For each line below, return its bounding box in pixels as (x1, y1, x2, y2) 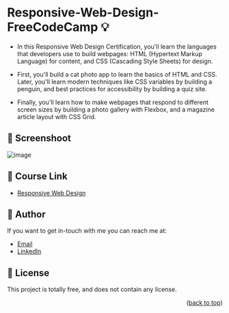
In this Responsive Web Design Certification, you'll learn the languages (16, 42, 217, 51)
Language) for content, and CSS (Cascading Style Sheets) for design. (16, 57, 213, 65)
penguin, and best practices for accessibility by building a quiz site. (16, 84, 207, 93)
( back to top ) (186, 299, 223, 307)
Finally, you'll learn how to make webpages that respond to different (16, 98, 208, 106)
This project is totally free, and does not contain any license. (7, 286, 177, 294)
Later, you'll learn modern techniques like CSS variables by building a (16, 77, 213, 86)
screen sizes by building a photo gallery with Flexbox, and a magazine (16, 105, 215, 114)
